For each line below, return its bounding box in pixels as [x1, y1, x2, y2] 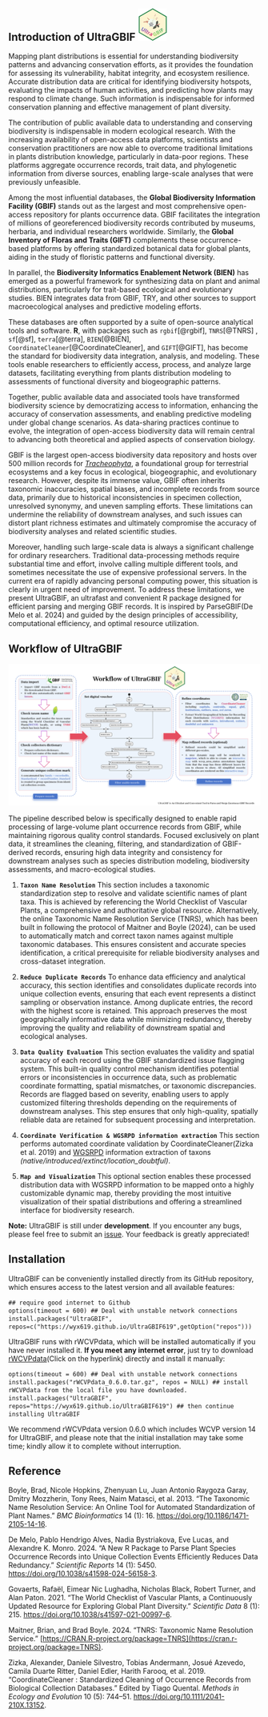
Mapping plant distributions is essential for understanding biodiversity [8, 51, 238, 61]
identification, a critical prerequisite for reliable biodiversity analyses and [19, 948, 260, 957]
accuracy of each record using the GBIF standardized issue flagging [19, 1055, 246, 1064]
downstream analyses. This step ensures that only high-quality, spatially [19, 1106, 258, 1116]
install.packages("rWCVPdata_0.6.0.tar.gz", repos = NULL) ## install [8, 1378, 249, 1386]
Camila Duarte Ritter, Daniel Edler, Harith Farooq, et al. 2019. [8, 1667, 206, 1676]
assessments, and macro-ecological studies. [8, 864, 156, 874]
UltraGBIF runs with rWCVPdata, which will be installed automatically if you [8, 1336, 256, 1346]
